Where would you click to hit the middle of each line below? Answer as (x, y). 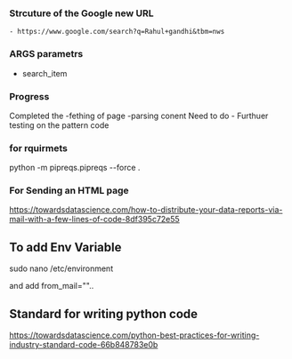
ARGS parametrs (46, 54)
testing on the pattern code (59, 125)
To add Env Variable (65, 247)
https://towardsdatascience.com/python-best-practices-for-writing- (134, 335)
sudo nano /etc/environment (61, 268)
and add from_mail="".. (52, 286)
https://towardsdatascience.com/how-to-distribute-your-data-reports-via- (146, 210)
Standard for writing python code (104, 314)
